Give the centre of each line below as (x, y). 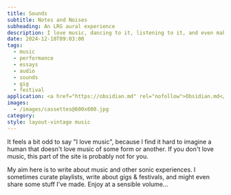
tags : (15, 45)
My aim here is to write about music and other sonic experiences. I (101, 170)
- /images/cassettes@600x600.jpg (61, 109)
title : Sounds (27, 13)
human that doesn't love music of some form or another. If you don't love (111, 149)
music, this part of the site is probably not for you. (78, 156)
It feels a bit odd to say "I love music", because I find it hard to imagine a (109, 141)
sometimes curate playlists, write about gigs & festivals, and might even (108, 176)
